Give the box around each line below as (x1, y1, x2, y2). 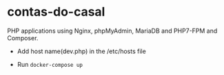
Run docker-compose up (17, 60, 83, 68)
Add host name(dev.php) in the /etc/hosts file (17, 47, 146, 55)
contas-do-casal (7, 4, 105, 20)
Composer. (7, 33, 39, 42)
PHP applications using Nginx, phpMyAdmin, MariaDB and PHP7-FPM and (7, 27, 218, 35)
